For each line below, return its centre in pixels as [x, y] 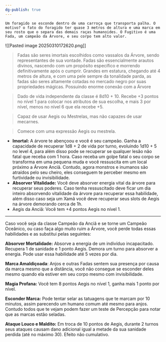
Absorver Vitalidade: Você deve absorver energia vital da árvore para [84, 183]
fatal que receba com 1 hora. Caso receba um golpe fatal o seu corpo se [86, 156]
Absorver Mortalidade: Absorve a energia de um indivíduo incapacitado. [80, 244]
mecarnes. [28, 121]
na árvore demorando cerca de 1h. [47, 204]
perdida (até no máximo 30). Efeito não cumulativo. [57, 334]
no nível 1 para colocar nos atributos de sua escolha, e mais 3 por [84, 101]
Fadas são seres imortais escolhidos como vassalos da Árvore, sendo [88, 55]
